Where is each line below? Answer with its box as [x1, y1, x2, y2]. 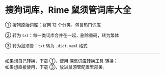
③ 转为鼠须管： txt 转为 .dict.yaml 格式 [5, 42, 88, 48]
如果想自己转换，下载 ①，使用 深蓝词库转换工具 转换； [5, 58, 118, 64]
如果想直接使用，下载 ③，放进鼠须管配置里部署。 [5, 64, 107, 70]
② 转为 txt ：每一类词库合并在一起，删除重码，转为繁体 [5, 32, 119, 38]
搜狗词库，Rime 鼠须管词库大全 [5, 4, 132, 16]
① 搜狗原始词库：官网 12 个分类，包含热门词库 [5, 22, 101, 28]
